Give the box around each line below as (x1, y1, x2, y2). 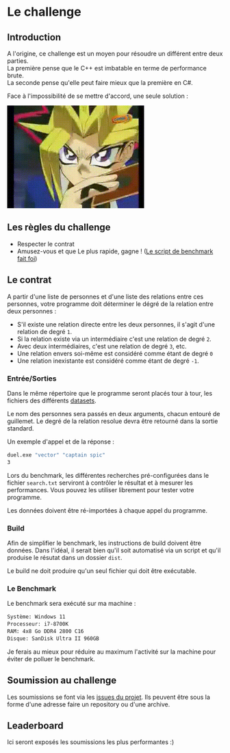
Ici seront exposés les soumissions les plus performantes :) (7, 738, 175, 746)
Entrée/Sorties (7, 374, 57, 383)
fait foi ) (16, 254, 38, 262)
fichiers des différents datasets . (7, 396, 97, 405)
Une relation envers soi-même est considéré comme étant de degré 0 (16, 349, 214, 357)
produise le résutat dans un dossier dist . (7, 553, 123, 561)
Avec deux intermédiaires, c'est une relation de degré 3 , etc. (16, 342, 187, 350)
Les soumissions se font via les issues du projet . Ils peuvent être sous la (7, 693, 211, 701)
